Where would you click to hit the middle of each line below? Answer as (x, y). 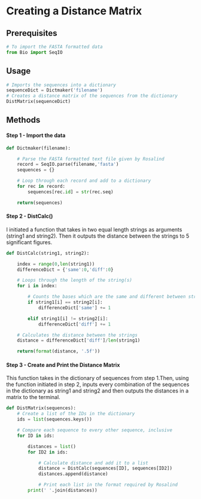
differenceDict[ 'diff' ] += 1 (74, 324)
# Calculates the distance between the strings (77, 335)
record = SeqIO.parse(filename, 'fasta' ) (68, 165)
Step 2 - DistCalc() (30, 216)
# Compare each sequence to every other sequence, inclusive (95, 430)
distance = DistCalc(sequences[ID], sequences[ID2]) (105, 468)
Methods (23, 120)
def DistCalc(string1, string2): (48, 253)
